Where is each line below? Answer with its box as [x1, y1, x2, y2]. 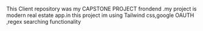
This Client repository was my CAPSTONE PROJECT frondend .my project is [6, 5, 197, 12]
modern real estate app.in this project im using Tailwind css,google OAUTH [6, 12, 194, 19]
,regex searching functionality [6, 18, 81, 25]
